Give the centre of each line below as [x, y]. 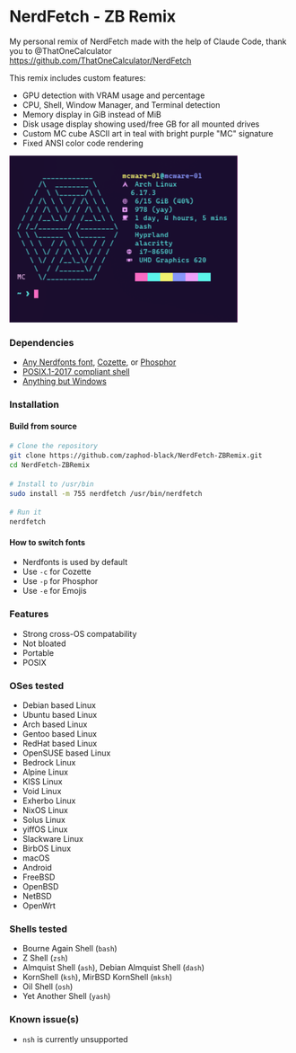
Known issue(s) [44, 1020]
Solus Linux [44, 820]
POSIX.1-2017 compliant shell [76, 372]
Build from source [44, 426]
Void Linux [42, 792]
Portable [38, 652]
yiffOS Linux [45, 829]
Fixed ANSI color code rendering [83, 143]
